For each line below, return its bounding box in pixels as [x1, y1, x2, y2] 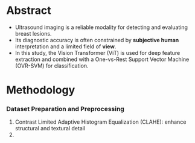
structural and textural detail [14, 125, 86, 132]
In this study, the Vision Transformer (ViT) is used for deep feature [14, 49, 181, 56]
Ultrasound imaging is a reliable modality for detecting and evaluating [14, 24, 188, 31]
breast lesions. [14, 30, 52, 37]
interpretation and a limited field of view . [14, 43, 117, 50]
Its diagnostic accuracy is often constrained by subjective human [14, 36, 179, 43]
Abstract [6, 4, 51, 17]
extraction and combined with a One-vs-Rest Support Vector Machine [14, 56, 190, 63]
